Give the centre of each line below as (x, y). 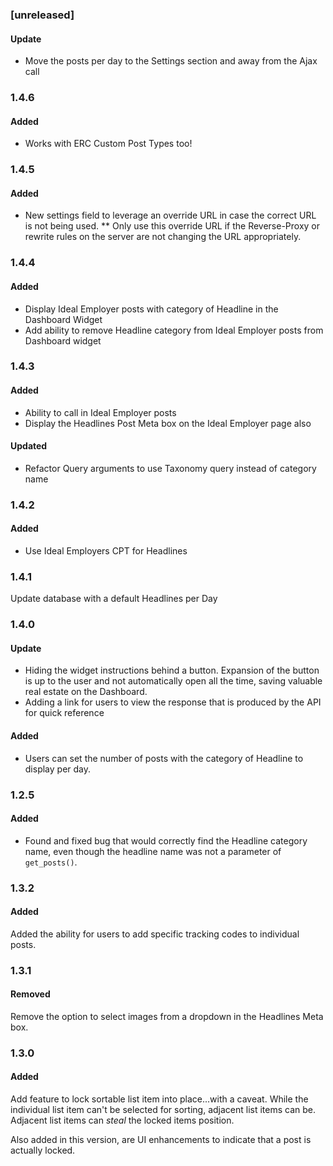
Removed (30, 994)
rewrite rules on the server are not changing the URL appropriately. (163, 237)
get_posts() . (51, 862)
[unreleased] (42, 15)
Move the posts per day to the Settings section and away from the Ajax (171, 61)
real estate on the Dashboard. (86, 692)
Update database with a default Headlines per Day (114, 599)
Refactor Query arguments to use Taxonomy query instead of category (170, 468)
